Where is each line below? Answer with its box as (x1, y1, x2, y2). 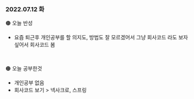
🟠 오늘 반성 (5, 19, 33, 27)
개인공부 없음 (14, 79, 45, 86)
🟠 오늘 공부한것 (5, 65, 42, 72)
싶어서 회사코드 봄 (14, 41, 55, 48)
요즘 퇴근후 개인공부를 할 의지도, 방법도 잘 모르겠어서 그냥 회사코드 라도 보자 (14, 34, 189, 41)
